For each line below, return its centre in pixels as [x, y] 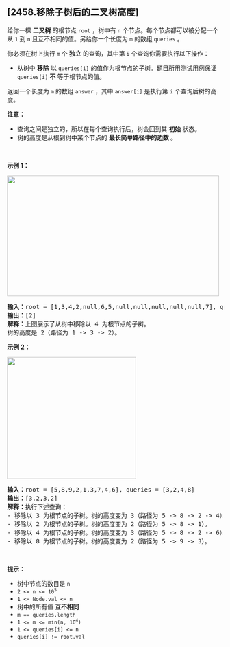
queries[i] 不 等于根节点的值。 [61, 76]
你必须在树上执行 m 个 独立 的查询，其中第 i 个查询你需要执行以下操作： [108, 53]
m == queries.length [46, 615]
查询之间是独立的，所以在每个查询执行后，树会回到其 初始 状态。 [108, 128]
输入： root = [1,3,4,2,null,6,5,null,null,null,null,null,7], [112, 307]
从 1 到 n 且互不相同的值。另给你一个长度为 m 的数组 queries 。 [95, 38]
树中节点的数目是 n [43, 583]
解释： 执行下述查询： [37, 507]
